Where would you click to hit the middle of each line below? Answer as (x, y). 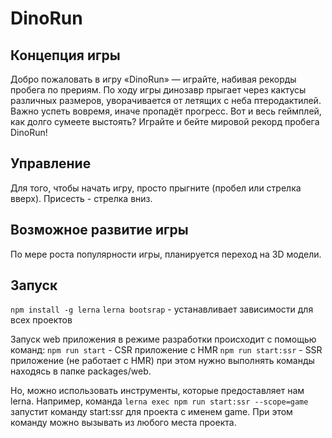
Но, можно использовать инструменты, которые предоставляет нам (157, 391)
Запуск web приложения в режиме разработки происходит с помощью (163, 339)
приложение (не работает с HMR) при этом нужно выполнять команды (162, 361)
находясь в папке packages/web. (81, 371)
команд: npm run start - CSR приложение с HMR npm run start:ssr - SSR (166, 350)
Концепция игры (65, 55)
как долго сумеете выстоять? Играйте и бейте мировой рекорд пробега (165, 121)
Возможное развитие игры (99, 230)
